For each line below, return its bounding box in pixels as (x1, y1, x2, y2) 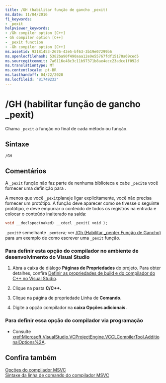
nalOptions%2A (12, 339, 45, 345)
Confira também (5, 354, 57, 362)
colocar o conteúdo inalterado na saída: (5, 211, 87, 217)
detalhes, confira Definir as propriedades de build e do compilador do (12, 270, 156, 276)
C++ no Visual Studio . (12, 276, 58, 282)
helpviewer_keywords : (5, 26, 50, 31)
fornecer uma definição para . (5, 185, 66, 191)
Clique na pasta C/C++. (12, 285, 62, 291)
